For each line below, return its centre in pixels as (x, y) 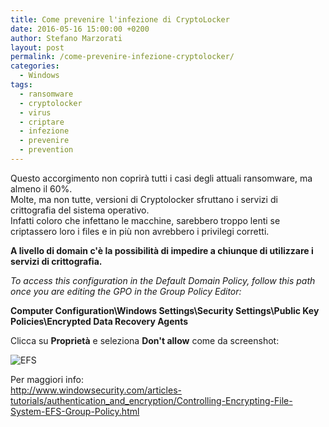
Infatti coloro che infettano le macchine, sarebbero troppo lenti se (145, 220)
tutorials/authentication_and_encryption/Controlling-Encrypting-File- (151, 400)
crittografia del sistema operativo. (80, 210)
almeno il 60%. (41, 188)
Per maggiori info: (47, 379)
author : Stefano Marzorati (66, 38)
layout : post (37, 47)
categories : (35, 66)
